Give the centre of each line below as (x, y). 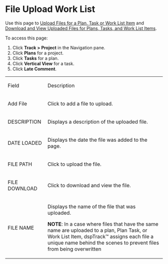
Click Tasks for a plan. (35, 58)
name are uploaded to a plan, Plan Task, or (97, 230)
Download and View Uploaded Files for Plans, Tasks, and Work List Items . (81, 28)
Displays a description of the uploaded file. (98, 122)
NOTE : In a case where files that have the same (103, 224)
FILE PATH (20, 164)
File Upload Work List (50, 9)
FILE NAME (21, 228)
